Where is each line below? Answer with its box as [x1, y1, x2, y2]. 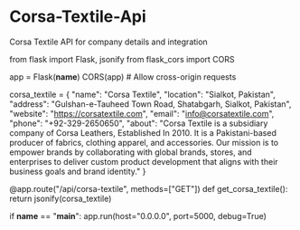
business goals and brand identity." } [9, 166, 146, 177]
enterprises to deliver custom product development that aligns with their [9, 156, 278, 167]
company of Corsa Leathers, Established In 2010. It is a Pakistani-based [9, 127, 277, 138]
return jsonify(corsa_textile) [9, 193, 112, 204]
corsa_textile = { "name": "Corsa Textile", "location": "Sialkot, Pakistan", [9, 89, 276, 100]
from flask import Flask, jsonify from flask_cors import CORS [9, 53, 235, 64]
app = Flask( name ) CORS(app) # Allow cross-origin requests [9, 71, 237, 82]
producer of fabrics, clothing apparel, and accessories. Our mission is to [9, 137, 279, 148]
